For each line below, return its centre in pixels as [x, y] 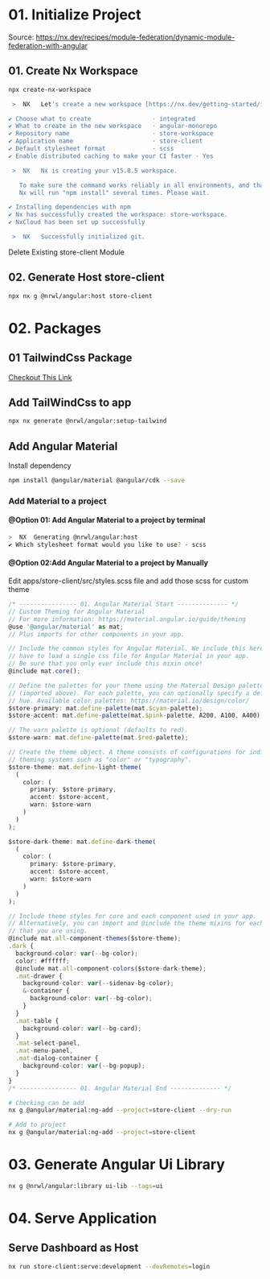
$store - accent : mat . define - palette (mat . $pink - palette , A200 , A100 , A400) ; [136, 716]
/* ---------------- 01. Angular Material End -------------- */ [120, 1088]
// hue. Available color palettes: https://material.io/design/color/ [129, 701]
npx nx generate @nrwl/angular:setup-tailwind [88, 421]
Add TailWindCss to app [70, 402]
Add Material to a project [57, 501]
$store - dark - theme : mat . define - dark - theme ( [82, 842]
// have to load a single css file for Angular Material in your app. [129, 656]
